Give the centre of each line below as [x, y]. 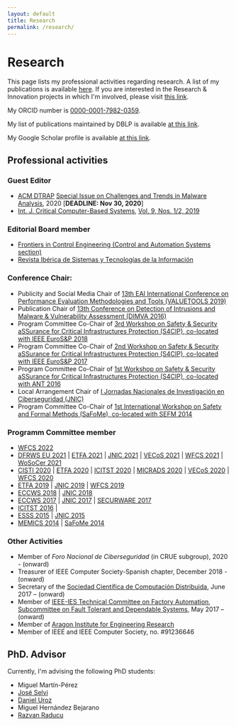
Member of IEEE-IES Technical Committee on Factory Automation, [114, 602]
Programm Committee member [62, 432]
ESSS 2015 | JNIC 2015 [51, 515]
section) [30, 252]
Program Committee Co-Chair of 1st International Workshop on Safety [119, 406]
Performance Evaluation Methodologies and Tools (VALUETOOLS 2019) [122, 301]
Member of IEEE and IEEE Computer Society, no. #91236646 [106, 632]
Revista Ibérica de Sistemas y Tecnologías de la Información [105, 260]
